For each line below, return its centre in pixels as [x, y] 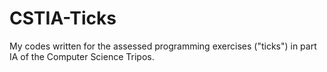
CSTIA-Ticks [63, 18]
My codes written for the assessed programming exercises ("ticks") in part [163, 46]
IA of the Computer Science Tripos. [82, 56]
